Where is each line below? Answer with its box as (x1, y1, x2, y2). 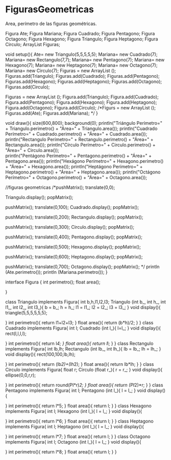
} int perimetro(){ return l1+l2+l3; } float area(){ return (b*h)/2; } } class (5, 319, 154, 325)
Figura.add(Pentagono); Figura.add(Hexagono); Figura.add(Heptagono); (5, 99, 157, 105)
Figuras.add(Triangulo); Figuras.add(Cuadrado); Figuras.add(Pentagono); (5, 73, 160, 79)
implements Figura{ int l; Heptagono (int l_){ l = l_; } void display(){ (5, 423, 144, 429)
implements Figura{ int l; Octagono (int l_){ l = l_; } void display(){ (5, 439, 141, 445)
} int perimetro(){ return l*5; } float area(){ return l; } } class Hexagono (5, 403, 152, 409)
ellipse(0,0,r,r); (5, 372, 36, 378)
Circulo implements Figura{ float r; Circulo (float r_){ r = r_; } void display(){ (5, 366, 163, 373)
